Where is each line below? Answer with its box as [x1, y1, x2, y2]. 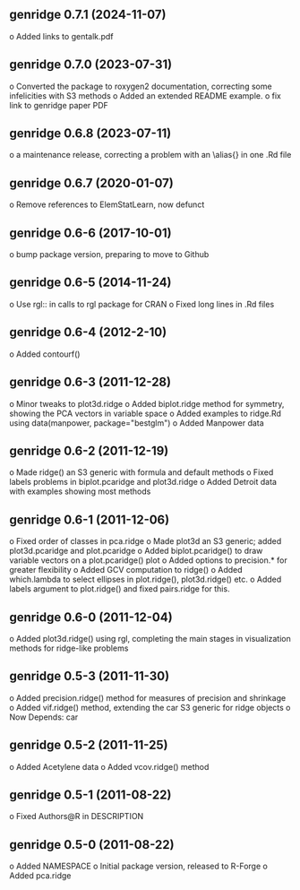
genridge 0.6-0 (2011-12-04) [9, 609, 173, 625]
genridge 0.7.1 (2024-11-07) [9, 7, 167, 22]
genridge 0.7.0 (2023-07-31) [9, 57, 173, 73]
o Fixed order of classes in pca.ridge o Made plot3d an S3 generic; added [9, 536, 282, 547]
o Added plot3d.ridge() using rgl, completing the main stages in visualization [9, 633, 291, 644]
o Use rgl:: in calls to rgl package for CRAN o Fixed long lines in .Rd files [9, 298, 275, 309]
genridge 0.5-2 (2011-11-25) [9, 738, 168, 753]
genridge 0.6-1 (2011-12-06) [9, 512, 170, 527]
